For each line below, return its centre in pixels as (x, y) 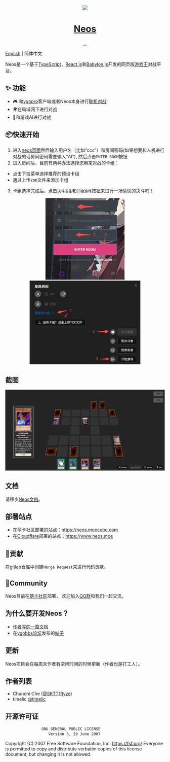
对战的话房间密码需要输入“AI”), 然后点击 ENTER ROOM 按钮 (70, 156)
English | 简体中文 (24, 53)
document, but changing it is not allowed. (48, 754)
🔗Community (27, 583)
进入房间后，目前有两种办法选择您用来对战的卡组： (66, 163)
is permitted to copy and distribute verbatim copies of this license (74, 749)
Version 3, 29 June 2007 (74, 734)
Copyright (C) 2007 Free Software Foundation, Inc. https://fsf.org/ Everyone (84, 744)
